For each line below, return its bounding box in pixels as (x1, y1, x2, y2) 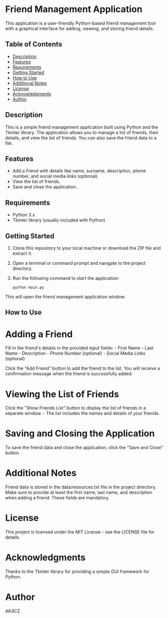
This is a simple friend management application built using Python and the (5, 124, 158, 130)
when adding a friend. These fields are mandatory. (5, 495, 110, 501)
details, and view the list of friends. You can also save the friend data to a (5, 135, 157, 141)
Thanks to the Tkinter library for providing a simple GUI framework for (5, 569, 149, 575)
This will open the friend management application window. (5, 294, 126, 299)
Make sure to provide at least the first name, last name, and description (5, 489, 152, 495)
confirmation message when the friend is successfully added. (5, 371, 133, 377)
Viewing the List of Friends (5, 388, 119, 400)
